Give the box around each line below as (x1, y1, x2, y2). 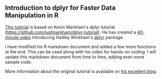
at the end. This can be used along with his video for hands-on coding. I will (5, 49, 156, 54)
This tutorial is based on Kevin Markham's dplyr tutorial (5, 24, 115, 30)
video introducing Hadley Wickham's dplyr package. (19, 34, 124, 40)
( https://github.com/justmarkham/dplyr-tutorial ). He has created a (5, 29, 136, 35)
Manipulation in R (5, 12, 59, 20)
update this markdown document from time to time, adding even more (5, 54, 145, 60)
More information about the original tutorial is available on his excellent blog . (5, 68, 157, 74)
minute (5, 34, 19, 40)
